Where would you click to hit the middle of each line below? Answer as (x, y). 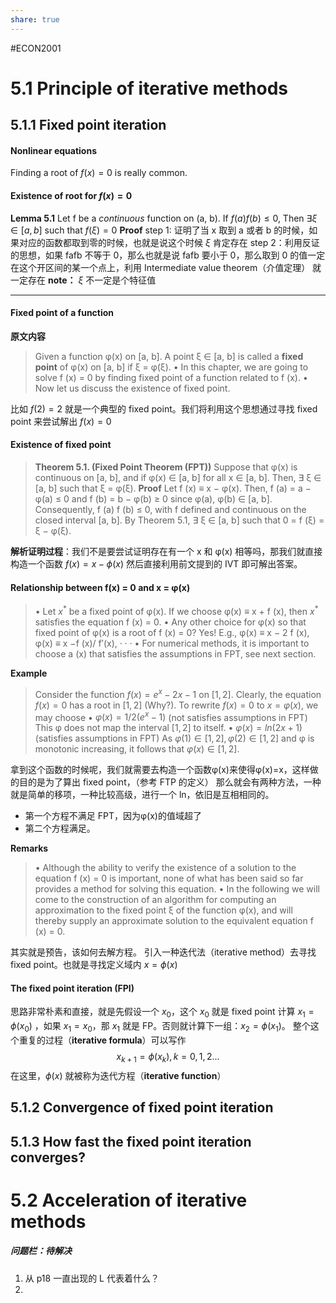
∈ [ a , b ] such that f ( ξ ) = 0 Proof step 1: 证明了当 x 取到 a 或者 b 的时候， (160, 230)
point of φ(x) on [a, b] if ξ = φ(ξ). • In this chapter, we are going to (171, 367)
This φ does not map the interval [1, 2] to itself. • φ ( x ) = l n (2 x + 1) (168, 728)
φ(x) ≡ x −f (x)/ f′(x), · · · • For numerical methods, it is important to (172, 643)
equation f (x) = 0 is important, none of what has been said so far (169, 878)
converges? (48, 1157)
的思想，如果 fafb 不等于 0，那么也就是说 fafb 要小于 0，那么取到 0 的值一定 (168, 255)
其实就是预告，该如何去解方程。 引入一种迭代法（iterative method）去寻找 (163, 952)
